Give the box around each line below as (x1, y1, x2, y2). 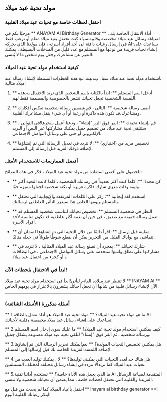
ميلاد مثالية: (5, 80, 26, 86)
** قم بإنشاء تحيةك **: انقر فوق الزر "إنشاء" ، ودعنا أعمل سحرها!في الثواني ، (12, 119, 156, 126)
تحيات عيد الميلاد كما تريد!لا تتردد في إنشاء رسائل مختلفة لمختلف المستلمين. (5, 361, 146, 367)
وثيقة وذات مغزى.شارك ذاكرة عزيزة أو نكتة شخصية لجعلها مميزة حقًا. (12, 184, 140, 190)
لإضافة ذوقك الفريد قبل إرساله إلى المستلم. (12, 145, 93, 151)
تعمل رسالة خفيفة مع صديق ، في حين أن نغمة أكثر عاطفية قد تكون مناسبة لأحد (12, 214, 158, 220)
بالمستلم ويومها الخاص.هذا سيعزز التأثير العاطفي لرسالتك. (12, 199, 119, 205)
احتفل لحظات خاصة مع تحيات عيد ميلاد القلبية (5, 19, 101, 26)
